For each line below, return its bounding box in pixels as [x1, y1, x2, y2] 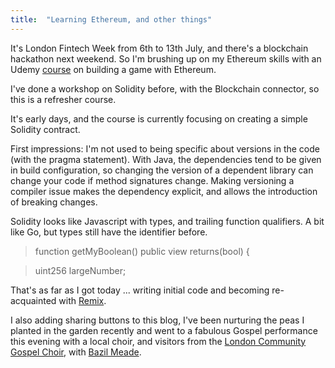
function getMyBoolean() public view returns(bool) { [34, 245, 250, 257]
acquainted [10, 294, 57, 306]
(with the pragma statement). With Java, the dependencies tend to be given [10, 153, 322, 165]
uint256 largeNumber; [34, 264, 127, 276]
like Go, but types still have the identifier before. [10, 226, 208, 238]
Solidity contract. [10, 123, 81, 135]
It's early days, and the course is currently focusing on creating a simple [10, 112, 308, 125]
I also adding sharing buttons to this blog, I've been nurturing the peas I [10, 314, 305, 326]
